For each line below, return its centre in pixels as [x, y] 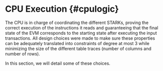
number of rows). [23, 54]
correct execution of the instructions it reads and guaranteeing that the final [82, 27]
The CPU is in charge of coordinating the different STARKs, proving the [77, 23]
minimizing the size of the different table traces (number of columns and [78, 48]
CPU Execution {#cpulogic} [62, 9]
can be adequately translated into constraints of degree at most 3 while [77, 43]
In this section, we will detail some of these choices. [58, 63]
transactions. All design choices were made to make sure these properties [80, 38]
